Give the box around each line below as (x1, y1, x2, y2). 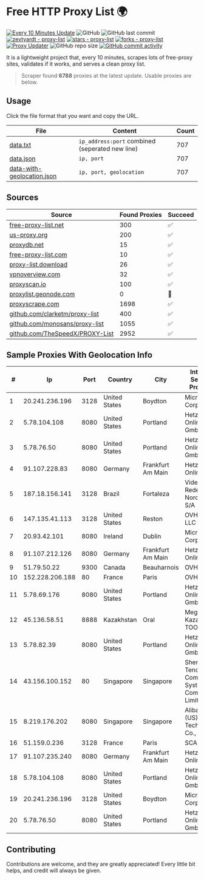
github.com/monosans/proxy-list (9, 319, 104, 328)
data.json (9, 154, 36, 163)
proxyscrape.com (9, 299, 59, 308)
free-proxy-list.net (9, 220, 64, 229)
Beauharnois (142, 563, 179, 571)
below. (21, 78, 38, 86)
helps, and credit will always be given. (6, 867, 101, 875)
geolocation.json (9, 171, 57, 180)
